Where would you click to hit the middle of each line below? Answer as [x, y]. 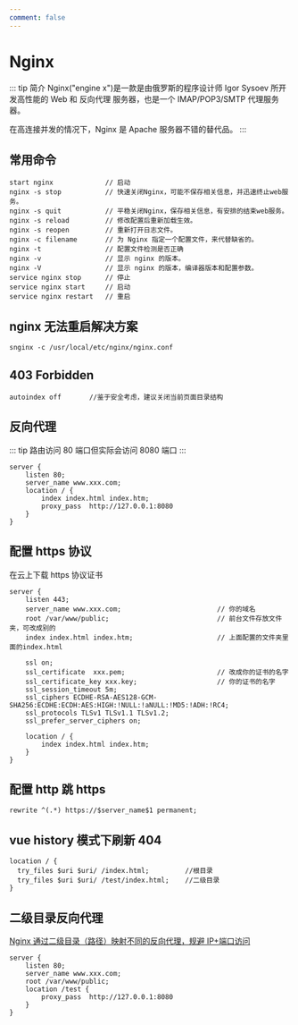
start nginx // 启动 [70, 183]
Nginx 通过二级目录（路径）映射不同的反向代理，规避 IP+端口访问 [130, 941]
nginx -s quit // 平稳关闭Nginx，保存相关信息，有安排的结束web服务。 [149, 211]
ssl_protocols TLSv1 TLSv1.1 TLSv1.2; [97, 713]
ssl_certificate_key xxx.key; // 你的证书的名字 [150, 682]
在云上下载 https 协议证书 [56, 574]
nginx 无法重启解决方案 [74, 326]
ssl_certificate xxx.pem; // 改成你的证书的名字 [157, 672]
